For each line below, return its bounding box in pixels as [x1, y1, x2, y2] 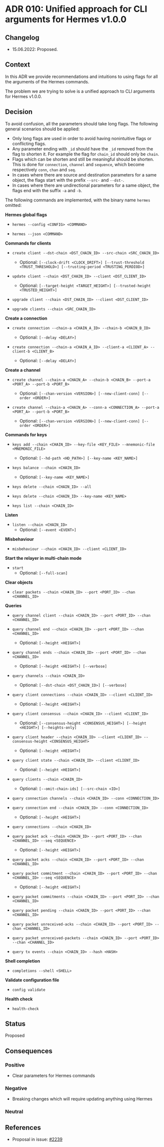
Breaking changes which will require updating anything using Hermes [12, 1096, 153, 1102]
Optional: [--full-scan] [19, 570, 68, 575]
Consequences [5, 1047, 53, 1055]
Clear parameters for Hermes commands [12, 1072, 95, 1079]
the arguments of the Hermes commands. [5, 78, 90, 84]
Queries [5, 602, 22, 608]
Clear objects [5, 579, 33, 585]
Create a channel [5, 367, 41, 373]
